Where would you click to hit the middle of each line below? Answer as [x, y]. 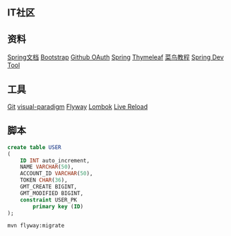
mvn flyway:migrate [36, 226]
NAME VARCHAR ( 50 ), [47, 167]
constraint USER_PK [49, 200]
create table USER [34, 147]
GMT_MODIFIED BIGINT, [52, 193]
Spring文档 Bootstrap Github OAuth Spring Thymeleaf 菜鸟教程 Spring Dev [115, 57]
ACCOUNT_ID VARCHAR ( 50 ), [57, 174]
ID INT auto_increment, [55, 160]
